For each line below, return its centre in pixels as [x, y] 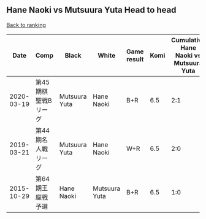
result [135, 59]
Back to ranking [26, 25]
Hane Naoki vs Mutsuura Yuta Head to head [91, 10]
